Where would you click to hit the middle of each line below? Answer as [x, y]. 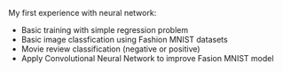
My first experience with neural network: [83, 13]
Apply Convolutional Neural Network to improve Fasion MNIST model [147, 58]
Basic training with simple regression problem [104, 30]
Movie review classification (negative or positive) [110, 49]
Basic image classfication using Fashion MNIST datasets [124, 40]
